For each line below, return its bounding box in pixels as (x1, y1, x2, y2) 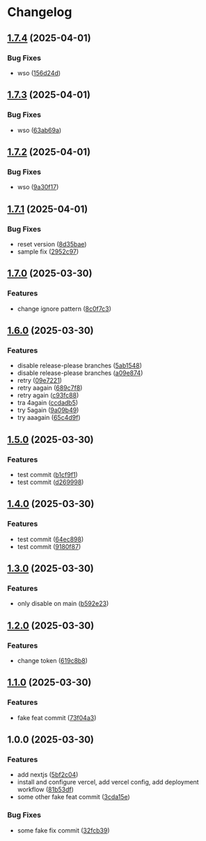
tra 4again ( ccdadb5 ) (17, 399, 79, 407)
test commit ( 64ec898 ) (17, 535, 84, 543)
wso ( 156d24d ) (17, 68, 61, 77)
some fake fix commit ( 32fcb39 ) (17, 826, 110, 835)
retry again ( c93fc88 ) (17, 391, 79, 400)
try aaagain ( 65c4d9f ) (17, 414, 81, 422)
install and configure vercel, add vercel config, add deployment (17, 778, 200, 787)
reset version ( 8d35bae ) (17, 240, 87, 248)
